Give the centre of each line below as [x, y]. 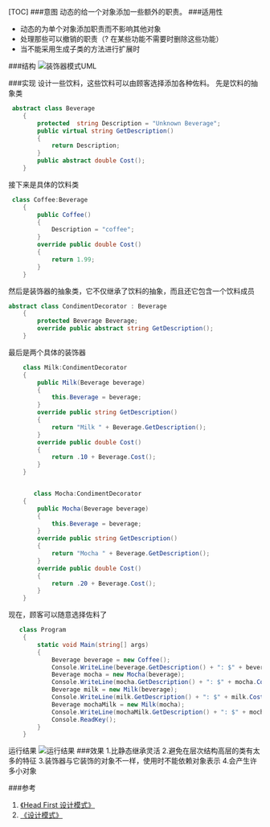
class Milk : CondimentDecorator [75, 367]
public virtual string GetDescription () [106, 131]
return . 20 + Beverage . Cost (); [104, 583]
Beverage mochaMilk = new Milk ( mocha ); [118, 704]
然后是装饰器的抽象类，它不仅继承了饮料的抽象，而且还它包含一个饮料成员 [131, 291]
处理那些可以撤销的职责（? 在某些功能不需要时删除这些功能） [121, 39]
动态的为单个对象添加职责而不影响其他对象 [90, 29]
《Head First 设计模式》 [57, 805]
